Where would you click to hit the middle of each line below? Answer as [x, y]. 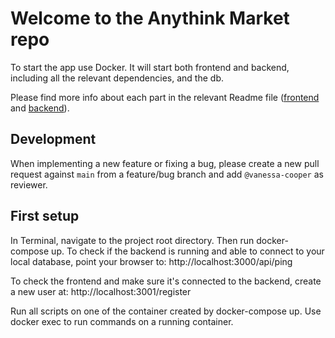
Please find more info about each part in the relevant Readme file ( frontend [165, 97]
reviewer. [29, 184]
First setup [45, 216]
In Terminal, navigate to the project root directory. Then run [132, 240]
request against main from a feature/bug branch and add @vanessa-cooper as [167, 174]
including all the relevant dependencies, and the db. [117, 78]
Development [53, 139]
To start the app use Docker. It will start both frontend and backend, [150, 67]
